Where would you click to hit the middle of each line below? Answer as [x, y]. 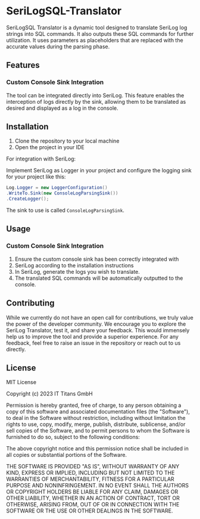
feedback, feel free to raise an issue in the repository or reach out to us [93, 343]
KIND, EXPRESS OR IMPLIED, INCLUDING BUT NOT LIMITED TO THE [90, 473]
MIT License [21, 382]
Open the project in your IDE [49, 147]
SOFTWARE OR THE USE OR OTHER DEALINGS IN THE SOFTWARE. [90, 511]
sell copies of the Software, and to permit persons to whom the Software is [98, 431]
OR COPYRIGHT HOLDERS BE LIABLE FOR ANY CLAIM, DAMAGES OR [92, 492]
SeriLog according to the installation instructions [74, 265]
